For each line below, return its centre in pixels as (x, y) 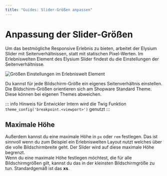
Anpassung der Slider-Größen (69, 34)
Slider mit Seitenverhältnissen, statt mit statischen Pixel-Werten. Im (74, 53)
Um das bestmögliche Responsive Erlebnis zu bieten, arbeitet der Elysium (81, 48)
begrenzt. (15, 153)
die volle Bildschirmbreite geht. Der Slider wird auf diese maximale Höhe (79, 147)
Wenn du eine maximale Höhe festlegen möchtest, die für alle (68, 158)
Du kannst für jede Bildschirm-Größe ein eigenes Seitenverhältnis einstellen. (84, 83)
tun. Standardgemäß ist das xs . (37, 169)
